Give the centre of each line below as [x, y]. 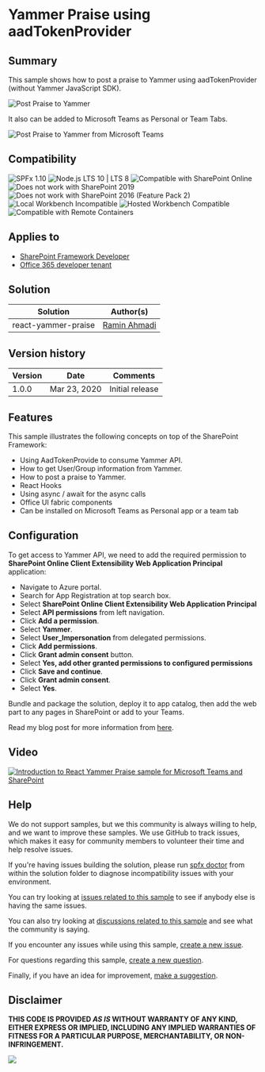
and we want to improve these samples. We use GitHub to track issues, [124, 832]
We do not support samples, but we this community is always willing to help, [132, 824]
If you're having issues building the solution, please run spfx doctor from [127, 865]
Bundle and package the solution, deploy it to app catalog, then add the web [132, 703]
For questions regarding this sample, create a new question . [106, 960]
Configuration [44, 536]
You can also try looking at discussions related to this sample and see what [131, 920]
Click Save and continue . [61, 671]
